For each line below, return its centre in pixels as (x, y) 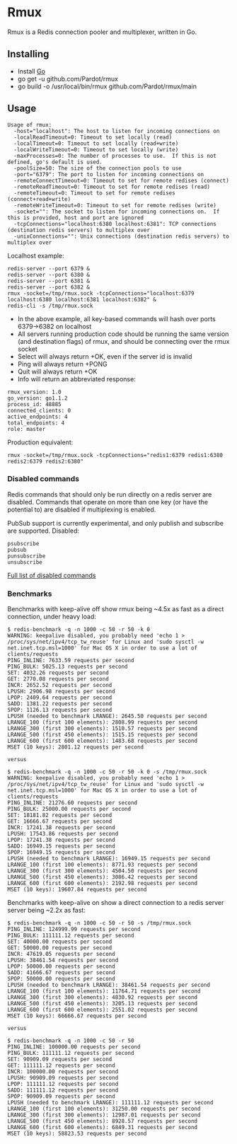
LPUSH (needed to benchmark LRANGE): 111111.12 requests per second (110, 1103)
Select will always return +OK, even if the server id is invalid (105, 356)
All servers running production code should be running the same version (123, 334)
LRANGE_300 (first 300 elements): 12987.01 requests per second (104, 1115)
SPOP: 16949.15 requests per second (61, 853)
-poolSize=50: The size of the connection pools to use (98, 168)
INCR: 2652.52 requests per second (60, 686)
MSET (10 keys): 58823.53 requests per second (77, 1134)
